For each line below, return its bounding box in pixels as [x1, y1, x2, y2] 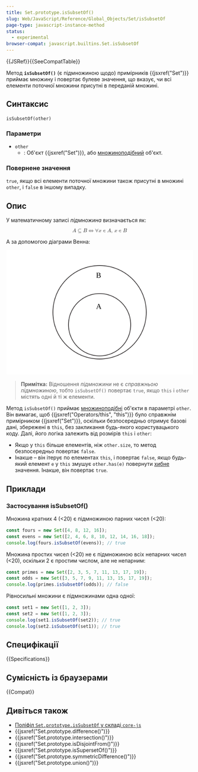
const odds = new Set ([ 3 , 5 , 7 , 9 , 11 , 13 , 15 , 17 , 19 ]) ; [6, 576, 153, 582]
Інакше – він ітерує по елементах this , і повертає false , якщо [14, 454, 171, 461]
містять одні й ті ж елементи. [20, 393, 95, 401]
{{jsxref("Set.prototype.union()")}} [14, 760, 99, 767]
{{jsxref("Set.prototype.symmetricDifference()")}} [14, 753, 136, 760]
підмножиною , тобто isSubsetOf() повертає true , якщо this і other [20, 387, 190, 394]
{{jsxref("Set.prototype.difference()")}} [14, 727, 110, 735]
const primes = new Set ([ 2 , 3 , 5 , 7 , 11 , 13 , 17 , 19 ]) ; [6, 569, 147, 575]
